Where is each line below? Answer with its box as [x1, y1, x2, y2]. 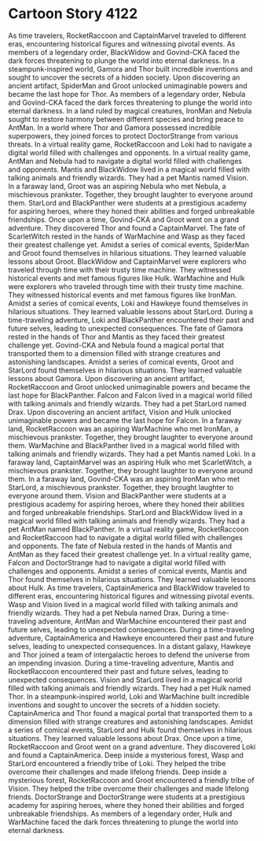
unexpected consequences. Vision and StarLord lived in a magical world [8, 675, 242, 684]
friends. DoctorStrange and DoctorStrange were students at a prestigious [8, 792, 246, 802]
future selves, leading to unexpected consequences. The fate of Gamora [8, 324, 244, 333]
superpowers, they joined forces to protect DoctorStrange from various [8, 131, 239, 140]
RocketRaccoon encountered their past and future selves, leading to [8, 666, 229, 676]
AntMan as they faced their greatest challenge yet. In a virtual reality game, [8, 549, 251, 559]
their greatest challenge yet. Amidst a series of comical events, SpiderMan [8, 239, 250, 249]
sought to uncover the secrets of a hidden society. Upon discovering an [8, 72, 240, 82]
